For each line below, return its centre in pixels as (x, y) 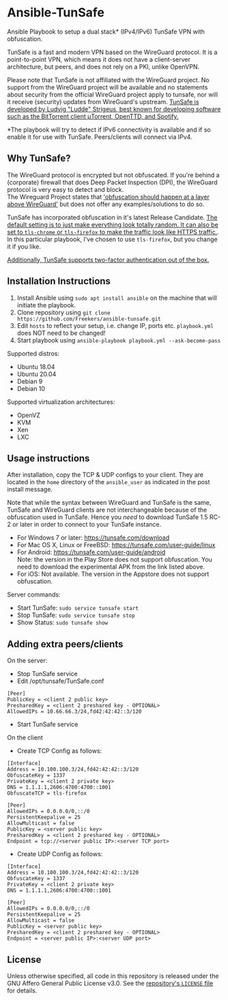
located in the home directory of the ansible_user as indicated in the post (109, 482)
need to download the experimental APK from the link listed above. (111, 567)
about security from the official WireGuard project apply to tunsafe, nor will (113, 95)
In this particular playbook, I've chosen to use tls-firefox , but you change (112, 239)
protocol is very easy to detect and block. (66, 189)
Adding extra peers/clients (65, 644)
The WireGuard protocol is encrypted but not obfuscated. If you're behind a (113, 175)
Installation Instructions (59, 281)
